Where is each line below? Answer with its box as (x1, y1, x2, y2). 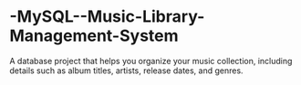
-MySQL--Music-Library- (9, 6, 205, 27)
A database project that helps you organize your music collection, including (9, 55, 293, 66)
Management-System (9, 25, 180, 46)
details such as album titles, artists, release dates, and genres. (9, 65, 244, 76)
